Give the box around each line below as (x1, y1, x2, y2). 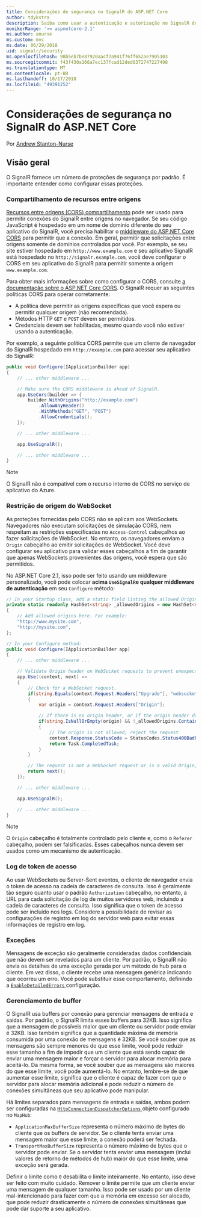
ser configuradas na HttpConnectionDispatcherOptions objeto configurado (6, 1105, 190, 1112)
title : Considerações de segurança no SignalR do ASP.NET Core (6, 8, 168, 15)
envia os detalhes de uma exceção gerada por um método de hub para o (6, 962, 186, 969)
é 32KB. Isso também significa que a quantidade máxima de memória (6, 1030, 179, 1037)
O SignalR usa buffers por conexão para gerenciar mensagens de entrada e (6, 1010, 194, 1018)
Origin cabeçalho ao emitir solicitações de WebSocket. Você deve (6, 541, 171, 548)
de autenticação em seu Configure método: (6, 584, 115, 592)
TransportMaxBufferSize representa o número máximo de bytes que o (14, 1142, 188, 1149)
